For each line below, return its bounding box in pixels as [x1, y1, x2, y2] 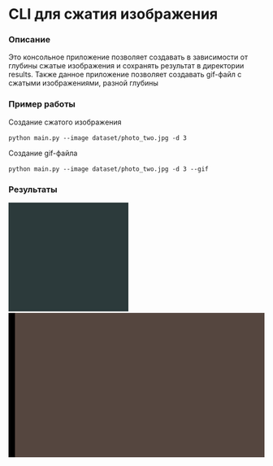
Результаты [8, 184, 58, 195]
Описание [8, 34, 51, 46]
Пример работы [8, 98, 76, 110]
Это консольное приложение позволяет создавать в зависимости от [8, 52, 249, 62]
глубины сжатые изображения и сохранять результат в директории [8, 61, 245, 71]
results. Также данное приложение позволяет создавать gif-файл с [8, 70, 242, 80]
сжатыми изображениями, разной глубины [8, 78, 158, 88]
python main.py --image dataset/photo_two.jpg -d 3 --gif [8, 164, 209, 173]
